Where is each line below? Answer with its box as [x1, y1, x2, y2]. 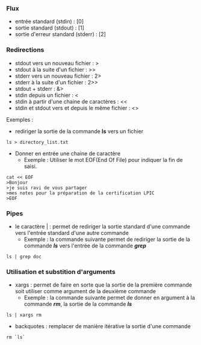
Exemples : [6, 116, 34, 123]
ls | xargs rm [6, 312, 42, 319]
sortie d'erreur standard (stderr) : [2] [14, 31, 107, 38]
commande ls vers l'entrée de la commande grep [23, 242, 146, 249]
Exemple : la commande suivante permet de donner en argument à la [23, 294, 196, 302]
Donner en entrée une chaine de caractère [14, 149, 121, 157]
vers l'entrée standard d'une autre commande [14, 229, 129, 236]
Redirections [6, 46, 45, 54]
